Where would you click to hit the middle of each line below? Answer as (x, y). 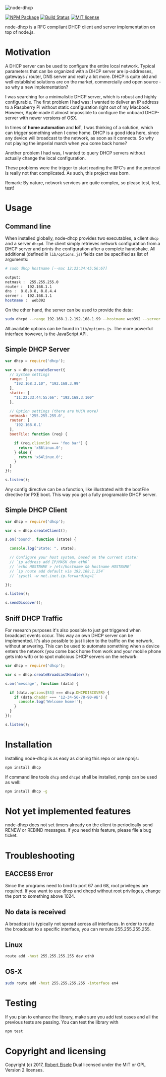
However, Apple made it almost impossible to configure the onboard (75, 112)
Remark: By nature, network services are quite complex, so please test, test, (83, 182)
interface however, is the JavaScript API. (47, 334)
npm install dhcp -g (27, 791)
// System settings (30, 374)
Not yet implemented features (68, 811)
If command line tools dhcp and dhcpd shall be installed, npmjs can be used (81, 777)
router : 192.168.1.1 (28, 287)
